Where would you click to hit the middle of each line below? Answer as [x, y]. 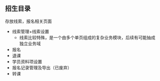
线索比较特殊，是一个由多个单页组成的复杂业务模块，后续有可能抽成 [87, 37]
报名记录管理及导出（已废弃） [42, 67]
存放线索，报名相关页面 [28, 21]
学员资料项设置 [27, 61]
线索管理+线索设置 [31, 31]
